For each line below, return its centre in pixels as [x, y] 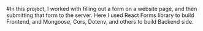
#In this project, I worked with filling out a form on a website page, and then [102, 9]
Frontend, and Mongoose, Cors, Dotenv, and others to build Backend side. [100, 22]
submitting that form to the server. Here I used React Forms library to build [100, 15]
